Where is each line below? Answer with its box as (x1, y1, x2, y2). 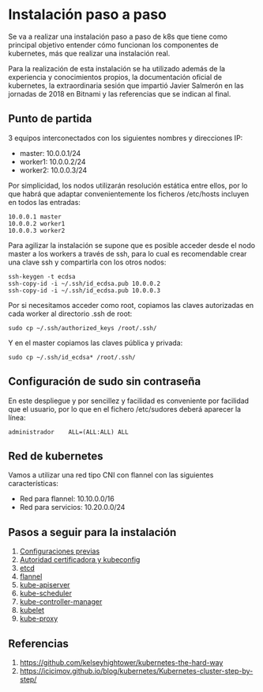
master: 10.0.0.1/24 (19, 148, 81, 158)
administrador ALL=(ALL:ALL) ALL (8, 428, 129, 436)
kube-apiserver (19, 580, 70, 590)
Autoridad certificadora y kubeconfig (19, 555, 141, 565)
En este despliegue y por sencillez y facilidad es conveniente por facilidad (8, 396, 250, 405)
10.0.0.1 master (8, 212, 62, 221)
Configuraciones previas (19, 546, 100, 556)
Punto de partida (8, 112, 92, 126)
